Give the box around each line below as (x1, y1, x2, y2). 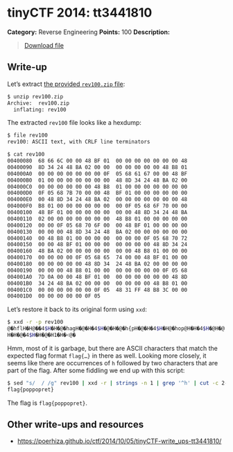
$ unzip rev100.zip (7, 93, 64, 100)
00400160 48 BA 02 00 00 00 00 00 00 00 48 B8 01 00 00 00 (7, 247, 188, 254)
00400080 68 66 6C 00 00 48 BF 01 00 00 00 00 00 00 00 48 (7, 157, 188, 164)
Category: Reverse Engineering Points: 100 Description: (7, 28, 170, 36)
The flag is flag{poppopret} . (7, 399, 88, 407)
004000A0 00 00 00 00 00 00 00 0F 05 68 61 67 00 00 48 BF (7, 170, 188, 177)
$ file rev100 (7, 132, 49, 139)
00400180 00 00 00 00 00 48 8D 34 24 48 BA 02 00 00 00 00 (7, 261, 188, 268)
